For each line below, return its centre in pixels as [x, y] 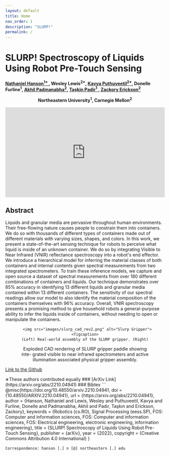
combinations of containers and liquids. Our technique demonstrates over [82, 282]
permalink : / [19, 32]
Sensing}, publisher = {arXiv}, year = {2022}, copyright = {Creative [89, 433]
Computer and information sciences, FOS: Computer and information [77, 417]
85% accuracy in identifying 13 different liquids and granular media [75, 287]
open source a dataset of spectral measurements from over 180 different [81, 277]
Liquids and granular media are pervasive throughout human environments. [84, 222]
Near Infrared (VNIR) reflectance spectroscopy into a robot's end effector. [82, 255]
